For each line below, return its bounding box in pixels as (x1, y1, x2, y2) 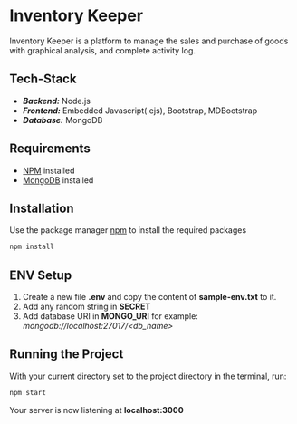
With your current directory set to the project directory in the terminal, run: (9, 371, 287, 381)
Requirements (9, 141, 91, 157)
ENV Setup (9, 267, 72, 283)
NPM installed (22, 165, 75, 176)
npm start (9, 388, 47, 397)
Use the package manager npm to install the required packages (9, 225, 247, 236)
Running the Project (9, 346, 124, 362)
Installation (9, 200, 74, 216)
